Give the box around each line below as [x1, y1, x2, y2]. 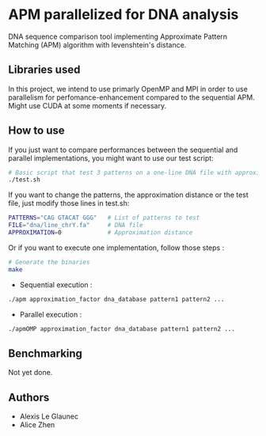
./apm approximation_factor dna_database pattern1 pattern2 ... [8, 295, 225, 303]
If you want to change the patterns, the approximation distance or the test [8, 190, 249, 199]
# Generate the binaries [8, 258, 90, 266]
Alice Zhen [19, 420, 55, 430]
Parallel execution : [19, 309, 82, 319]
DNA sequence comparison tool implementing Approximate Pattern [8, 32, 228, 41]
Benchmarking [8, 347, 83, 360]
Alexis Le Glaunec [19, 411, 79, 421]
